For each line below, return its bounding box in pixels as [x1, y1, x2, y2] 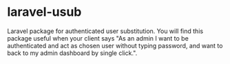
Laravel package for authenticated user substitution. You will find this [7, 27, 204, 35]
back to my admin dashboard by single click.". [7, 49, 138, 57]
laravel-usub [7, 4, 82, 20]
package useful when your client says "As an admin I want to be [7, 34, 189, 42]
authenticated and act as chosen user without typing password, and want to [7, 41, 223, 50]
